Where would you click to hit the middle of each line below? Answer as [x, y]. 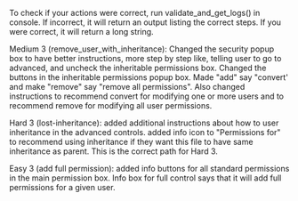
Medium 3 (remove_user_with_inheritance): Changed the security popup [142, 49]
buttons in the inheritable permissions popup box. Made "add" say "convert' [149, 77]
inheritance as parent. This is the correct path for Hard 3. [113, 151]
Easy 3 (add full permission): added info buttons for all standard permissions [149, 169]
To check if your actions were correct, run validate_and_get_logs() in [135, 13]
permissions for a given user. [62, 187]
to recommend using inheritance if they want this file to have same [131, 142]
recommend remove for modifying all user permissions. [111, 105]
